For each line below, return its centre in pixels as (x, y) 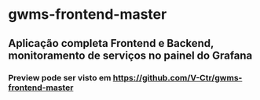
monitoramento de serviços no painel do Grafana (130, 55)
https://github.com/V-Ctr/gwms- (178, 77)
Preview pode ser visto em (60, 77)
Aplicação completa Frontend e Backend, (111, 43)
